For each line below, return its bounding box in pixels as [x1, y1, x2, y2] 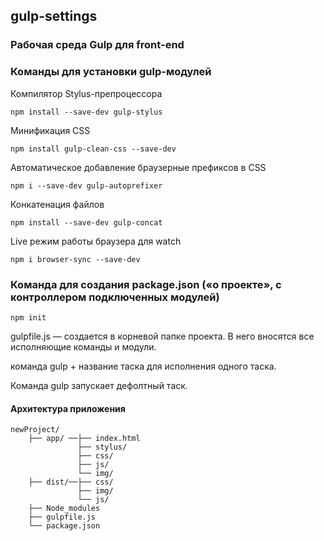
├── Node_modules [28, 504, 101, 514]
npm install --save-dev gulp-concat [10, 217, 163, 228]
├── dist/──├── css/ [28, 477, 114, 488]
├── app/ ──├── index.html [28, 434, 141, 444]
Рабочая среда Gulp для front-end [10, 38, 185, 52]
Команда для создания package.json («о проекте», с [10, 277, 282, 291]
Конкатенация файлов [10, 198, 105, 210]
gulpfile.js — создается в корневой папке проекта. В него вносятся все [10, 330, 315, 342]
